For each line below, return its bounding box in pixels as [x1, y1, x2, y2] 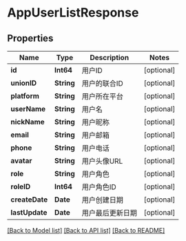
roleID [10, 182, 31, 191]
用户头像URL [81, 157, 123, 166]
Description [89, 53, 130, 62]
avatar [10, 156, 32, 165]
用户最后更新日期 [81, 209, 138, 218]
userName [10, 104, 46, 113]
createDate [10, 195, 48, 204]
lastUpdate [10, 208, 48, 217]
